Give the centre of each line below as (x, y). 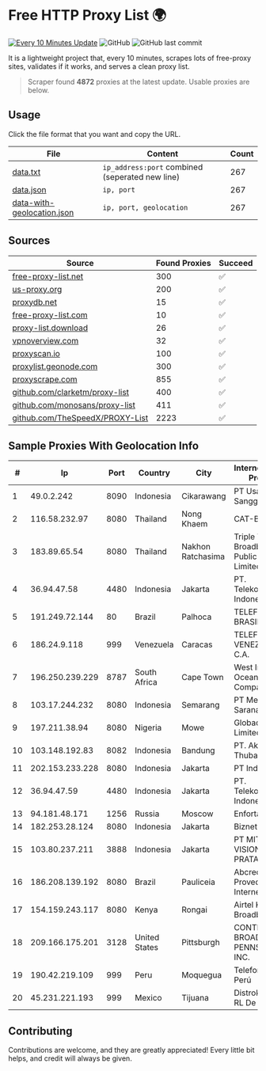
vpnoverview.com (46, 340)
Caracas (197, 644)
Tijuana (196, 998)
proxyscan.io (36, 353)
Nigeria (148, 727)
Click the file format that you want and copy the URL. (94, 134)
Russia (147, 814)
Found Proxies (183, 263)
